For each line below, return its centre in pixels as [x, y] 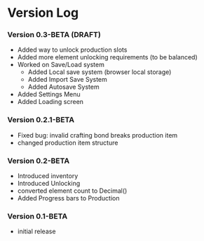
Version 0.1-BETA [38, 216]
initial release [36, 231]
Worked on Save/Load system [61, 65]
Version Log [43, 13]
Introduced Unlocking [49, 184]
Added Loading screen [50, 102]
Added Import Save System [67, 80]
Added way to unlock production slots [72, 50]
